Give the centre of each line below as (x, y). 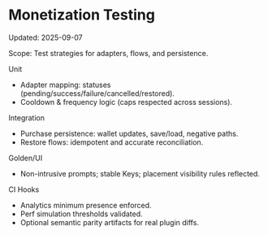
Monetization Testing (82, 15)
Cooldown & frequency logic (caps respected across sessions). (126, 102)
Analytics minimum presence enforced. (86, 205)
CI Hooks (24, 189)
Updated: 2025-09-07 (45, 37)
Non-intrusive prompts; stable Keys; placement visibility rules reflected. (140, 173)
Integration (26, 117)
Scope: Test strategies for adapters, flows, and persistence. (108, 53)
